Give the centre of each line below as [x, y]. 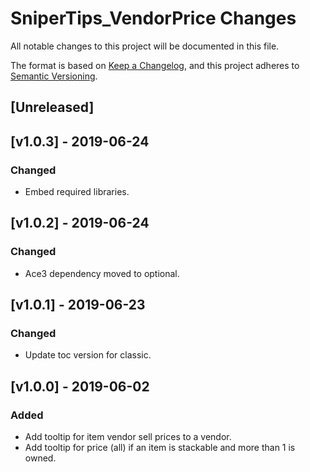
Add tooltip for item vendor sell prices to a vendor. [128, 437]
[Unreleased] [52, 107]
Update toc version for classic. [88, 355]
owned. [40, 458]
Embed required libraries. [77, 192]
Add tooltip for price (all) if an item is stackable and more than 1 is [160, 448]
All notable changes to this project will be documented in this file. [145, 46]
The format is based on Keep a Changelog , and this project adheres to [155, 65]
